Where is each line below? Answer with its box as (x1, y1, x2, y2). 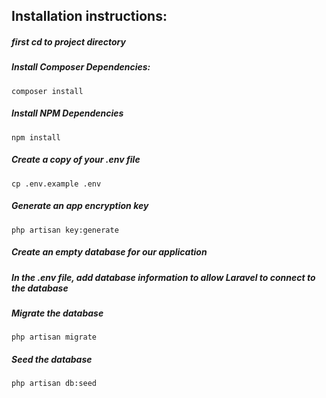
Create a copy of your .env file (11, 154, 141, 166)
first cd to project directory (11, 35, 126, 48)
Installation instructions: (11, 8, 168, 25)
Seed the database (11, 353, 93, 365)
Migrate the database (11, 307, 104, 319)
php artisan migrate (11, 332, 98, 343)
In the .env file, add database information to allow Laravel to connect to (11, 271, 316, 283)
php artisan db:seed (11, 379, 98, 389)
